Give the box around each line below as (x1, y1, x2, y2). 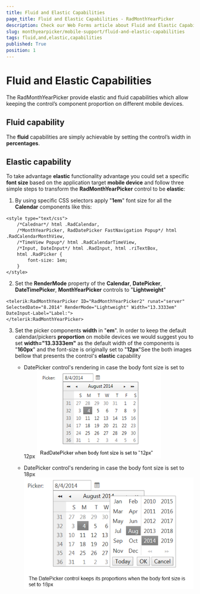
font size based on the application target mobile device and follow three (6, 179, 185, 186)
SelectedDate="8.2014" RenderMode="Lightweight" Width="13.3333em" (6, 305, 177, 311)
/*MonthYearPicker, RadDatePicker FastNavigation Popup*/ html (17, 228, 177, 234)
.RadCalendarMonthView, (6, 234, 65, 240)
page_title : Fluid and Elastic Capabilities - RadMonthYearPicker (6, 16, 174, 22)
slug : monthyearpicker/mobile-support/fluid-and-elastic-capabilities (6, 29, 185, 35)
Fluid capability (6, 117, 65, 128)
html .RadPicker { (17, 252, 62, 258)
